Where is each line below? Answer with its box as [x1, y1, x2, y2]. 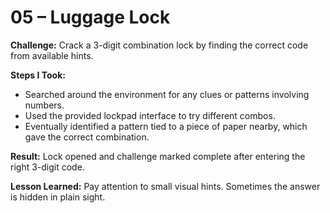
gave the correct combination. [24, 131, 150, 143]
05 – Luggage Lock [10, 6, 171, 29]
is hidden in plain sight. [10, 191, 106, 203]
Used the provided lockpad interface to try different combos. [24, 109, 276, 121]
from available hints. [10, 49, 94, 61]
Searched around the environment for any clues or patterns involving [24, 88, 310, 100]
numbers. [24, 99, 65, 111]
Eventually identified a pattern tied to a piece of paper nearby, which [24, 120, 308, 132]
